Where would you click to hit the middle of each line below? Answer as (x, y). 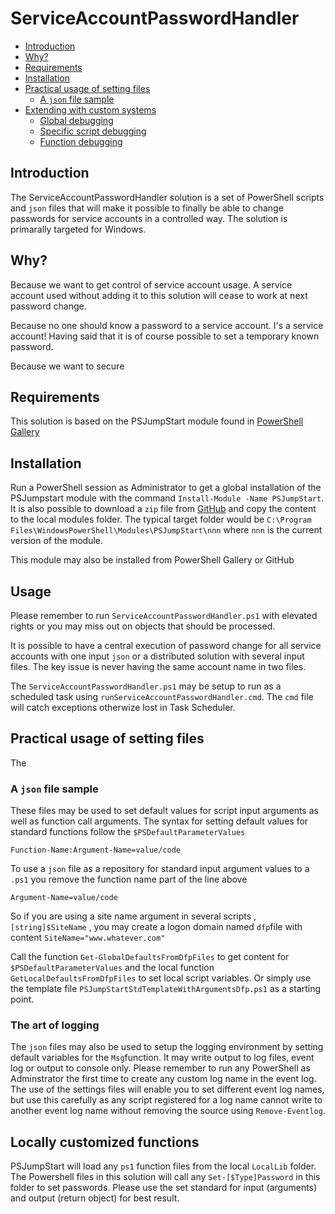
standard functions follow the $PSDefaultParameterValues (128, 832)
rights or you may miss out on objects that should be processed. (143, 626)
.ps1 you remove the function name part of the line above (129, 879)
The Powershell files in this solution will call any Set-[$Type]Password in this (165, 1177)
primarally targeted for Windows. (78, 229)
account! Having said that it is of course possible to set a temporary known (165, 336)
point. (22, 999)
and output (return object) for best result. (95, 1198)
